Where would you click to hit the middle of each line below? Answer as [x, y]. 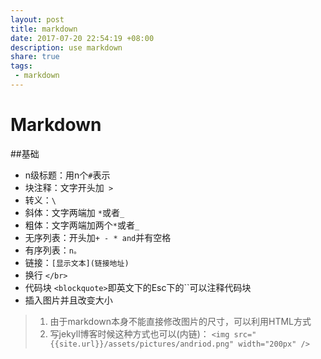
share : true [35, 57]
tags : [21, 66]
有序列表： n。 [53, 250]
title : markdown [44, 29]
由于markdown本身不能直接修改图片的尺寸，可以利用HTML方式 [180, 321]
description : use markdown [66, 47]
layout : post [37, 19]
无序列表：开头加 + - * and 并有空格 [98, 237]
